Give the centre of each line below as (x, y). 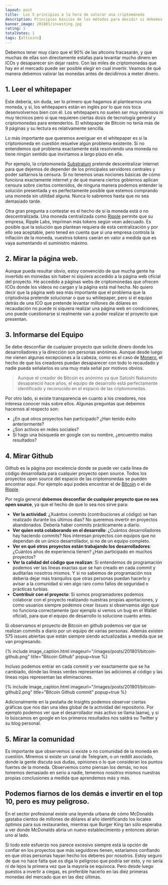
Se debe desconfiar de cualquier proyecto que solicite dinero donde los (79, 347)
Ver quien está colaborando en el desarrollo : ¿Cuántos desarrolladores (87, 530)
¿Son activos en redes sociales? (46, 429)
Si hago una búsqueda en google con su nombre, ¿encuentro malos (82, 435)
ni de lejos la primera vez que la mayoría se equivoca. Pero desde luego (79, 866)
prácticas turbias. (31, 589)
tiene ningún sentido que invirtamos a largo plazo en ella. (64, 154)
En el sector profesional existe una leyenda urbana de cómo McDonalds (79, 814)
